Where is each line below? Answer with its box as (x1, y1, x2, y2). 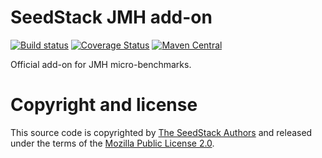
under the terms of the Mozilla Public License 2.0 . (10, 137, 215, 149)
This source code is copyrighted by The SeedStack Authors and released (10, 126, 313, 138)
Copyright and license (10, 94, 198, 116)
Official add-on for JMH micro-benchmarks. (10, 58, 192, 70)
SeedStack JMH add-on (10, 6, 213, 29)
